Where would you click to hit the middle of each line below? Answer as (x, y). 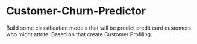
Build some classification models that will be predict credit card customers (99, 28)
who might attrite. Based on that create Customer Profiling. (79, 34)
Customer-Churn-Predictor (76, 11)
